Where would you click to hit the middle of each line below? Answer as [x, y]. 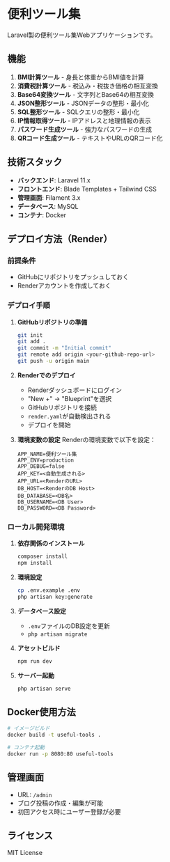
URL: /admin [34, 794]
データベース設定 [42, 611]
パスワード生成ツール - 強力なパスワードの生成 [85, 129]
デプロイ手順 [29, 306]
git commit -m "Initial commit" [64, 348]
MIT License [25, 853]
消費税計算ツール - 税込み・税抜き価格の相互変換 [88, 86]
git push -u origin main [53, 361]
